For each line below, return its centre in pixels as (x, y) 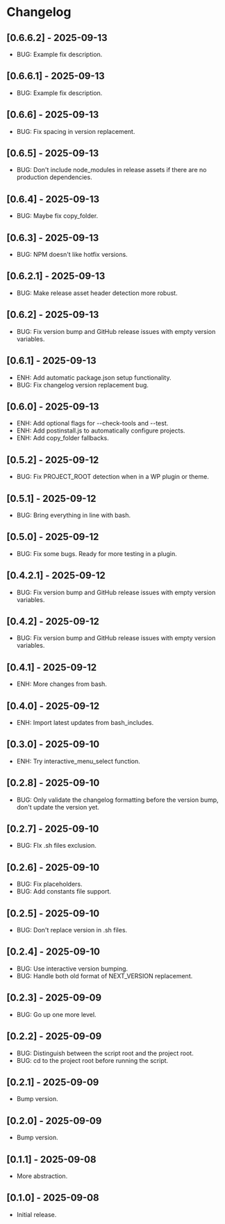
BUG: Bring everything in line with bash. (74, 515)
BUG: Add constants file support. (64, 891)
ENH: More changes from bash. (61, 684)
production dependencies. (54, 177)
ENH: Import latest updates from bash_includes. (85, 722)
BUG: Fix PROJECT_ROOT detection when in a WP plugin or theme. (112, 477)
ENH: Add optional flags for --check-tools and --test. (92, 424)
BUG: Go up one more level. (56, 1014)
